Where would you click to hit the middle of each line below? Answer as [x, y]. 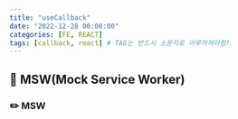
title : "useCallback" [50, 18]
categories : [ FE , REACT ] [56, 34]
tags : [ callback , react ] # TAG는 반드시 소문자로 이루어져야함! [120, 43]
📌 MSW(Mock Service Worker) [97, 79]
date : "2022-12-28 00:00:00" [64, 26]
